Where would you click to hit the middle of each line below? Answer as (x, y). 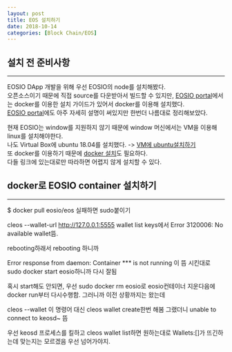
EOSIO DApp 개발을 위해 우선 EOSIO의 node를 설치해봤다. (86, 87)
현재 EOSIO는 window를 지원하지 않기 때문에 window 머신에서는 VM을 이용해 (112, 128)
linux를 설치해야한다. (35, 136)
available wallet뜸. (33, 233)
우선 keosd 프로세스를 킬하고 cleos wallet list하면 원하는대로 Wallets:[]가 (106, 333)
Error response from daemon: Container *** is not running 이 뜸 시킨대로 (109, 262)
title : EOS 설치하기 (34, 20)
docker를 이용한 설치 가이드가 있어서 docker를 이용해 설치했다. (99, 104)
